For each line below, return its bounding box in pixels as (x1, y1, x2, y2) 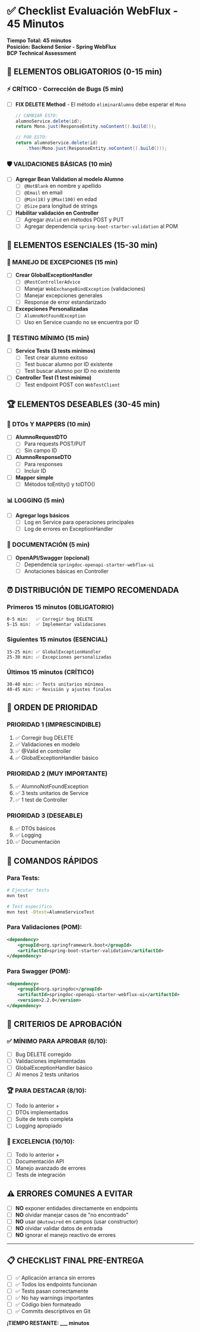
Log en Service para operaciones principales (24, 519, 134, 526)
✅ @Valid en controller (15, 747, 71, 755)
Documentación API (15, 1158, 65, 1165)
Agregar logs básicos (15, 512, 70, 519)
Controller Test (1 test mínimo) (15, 374, 92, 381)
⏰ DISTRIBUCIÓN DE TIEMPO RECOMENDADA (7, 585, 179, 595)
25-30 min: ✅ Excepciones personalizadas (7, 654, 112, 660)
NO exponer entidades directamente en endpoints (15, 1204, 138, 1211)
